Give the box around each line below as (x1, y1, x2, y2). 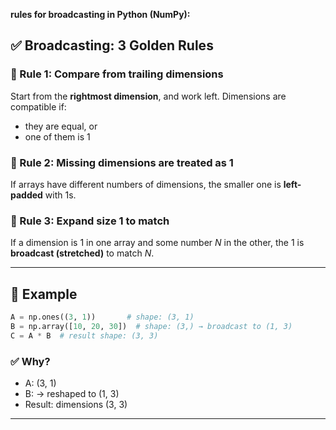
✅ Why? (10, 354, 51, 368)
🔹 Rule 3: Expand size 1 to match (10, 214, 170, 228)
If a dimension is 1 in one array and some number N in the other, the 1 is (10, 237, 305, 249)
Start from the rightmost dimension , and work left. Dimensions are (10, 90, 287, 102)
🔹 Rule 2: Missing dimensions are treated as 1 (10, 155, 234, 169)
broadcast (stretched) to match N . (10, 247, 155, 259)
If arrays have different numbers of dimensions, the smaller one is (10, 178, 282, 190)
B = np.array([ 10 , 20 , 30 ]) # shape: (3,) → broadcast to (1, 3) (10, 321, 293, 331)
